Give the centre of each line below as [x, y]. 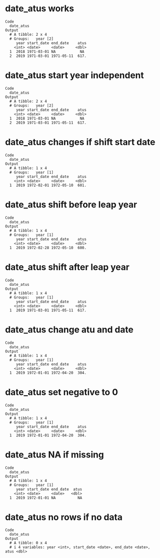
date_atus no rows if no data [64, 517]
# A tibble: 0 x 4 [28, 543]
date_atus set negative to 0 [62, 392]
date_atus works [40, 9]
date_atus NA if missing [54, 455]
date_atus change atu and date [69, 330]
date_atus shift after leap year [67, 267]
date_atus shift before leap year [71, 204]
